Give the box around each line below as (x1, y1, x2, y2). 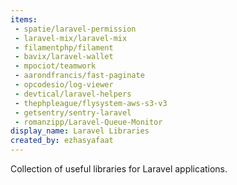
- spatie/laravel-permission (14, 24, 137, 34)
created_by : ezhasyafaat (10, 136, 114, 146)
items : (10, 14, 38, 25)
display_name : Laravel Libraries (10, 126, 150, 136)
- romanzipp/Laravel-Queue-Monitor (14, 117, 163, 127)
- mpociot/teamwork (14, 61, 97, 71)
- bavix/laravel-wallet (14, 52, 114, 62)
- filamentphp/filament (14, 42, 114, 53)
